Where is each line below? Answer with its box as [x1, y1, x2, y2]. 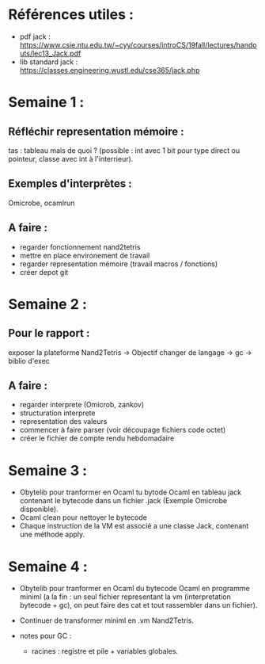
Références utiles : [8, 6, 134, 24]
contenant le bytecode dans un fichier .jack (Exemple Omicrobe [19, 496, 228, 506]
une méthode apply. [19, 529, 85, 540]
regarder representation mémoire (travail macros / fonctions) [19, 259, 218, 269]
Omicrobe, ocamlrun [8, 198, 75, 208]
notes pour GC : [19, 632, 72, 641]
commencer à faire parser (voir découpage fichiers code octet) [19, 425, 226, 435]
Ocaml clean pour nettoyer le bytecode [19, 513, 148, 522]
